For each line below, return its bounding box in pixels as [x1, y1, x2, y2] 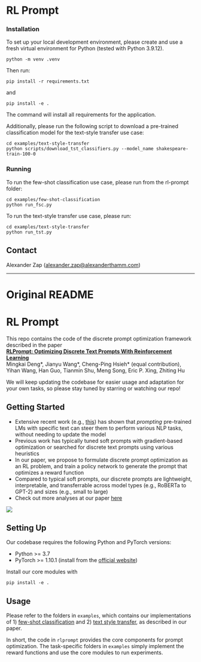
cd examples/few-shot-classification [6, 196, 100, 202]
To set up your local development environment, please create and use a [6, 38, 183, 45]
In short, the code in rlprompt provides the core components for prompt [6, 636, 184, 643]
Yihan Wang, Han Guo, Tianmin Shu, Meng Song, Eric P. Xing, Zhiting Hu [6, 366, 185, 374]
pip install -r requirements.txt [6, 78, 90, 84]
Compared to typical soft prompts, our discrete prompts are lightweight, [14, 475, 193, 482]
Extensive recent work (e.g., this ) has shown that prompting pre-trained [14, 418, 191, 425]
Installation [6, 25, 40, 34]
